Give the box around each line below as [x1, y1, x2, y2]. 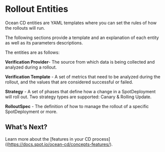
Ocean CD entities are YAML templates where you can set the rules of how [5, 20, 157, 26]
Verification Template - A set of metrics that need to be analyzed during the [5, 74, 161, 79]
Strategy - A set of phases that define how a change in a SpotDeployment [5, 88, 156, 94]
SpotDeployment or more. [5, 109, 58, 114]
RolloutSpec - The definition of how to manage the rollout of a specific [5, 103, 149, 109]
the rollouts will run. [5, 25, 45, 31]
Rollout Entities [5, 3, 68, 15]
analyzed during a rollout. [5, 64, 57, 70]
